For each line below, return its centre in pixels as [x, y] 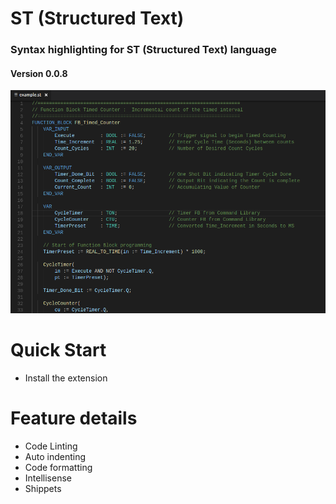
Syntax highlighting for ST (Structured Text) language [143, 50]
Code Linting [51, 446]
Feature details [74, 418]
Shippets [43, 488]
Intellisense [48, 478]
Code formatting [58, 467]
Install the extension [66, 378]
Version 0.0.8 [39, 73]
